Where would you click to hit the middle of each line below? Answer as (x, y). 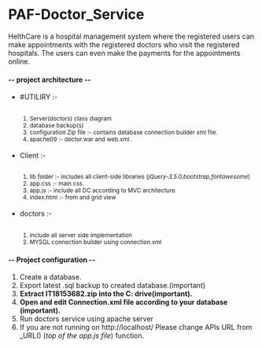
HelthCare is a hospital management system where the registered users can (131, 36)
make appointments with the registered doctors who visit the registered (124, 44)
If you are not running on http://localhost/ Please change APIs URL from (136, 328)
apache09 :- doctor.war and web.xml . (81, 139)
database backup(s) (57, 125)
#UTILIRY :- (39, 97)
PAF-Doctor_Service (76, 15)
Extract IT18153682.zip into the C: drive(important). (106, 294)
